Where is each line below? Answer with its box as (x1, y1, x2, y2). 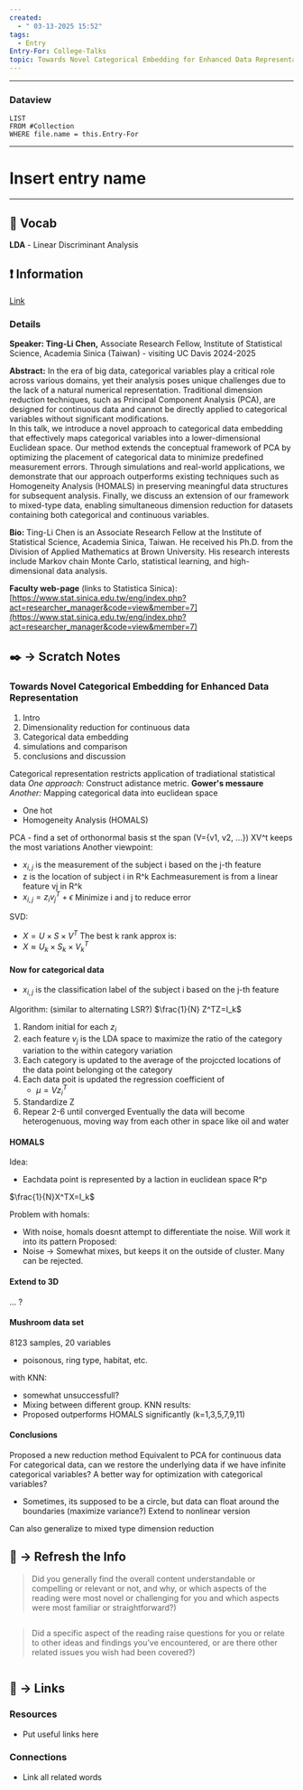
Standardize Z (22, 1097, 75, 1107)
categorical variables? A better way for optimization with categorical (9, 1469, 263, 1480)
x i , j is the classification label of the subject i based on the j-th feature (22, 984, 280, 997)
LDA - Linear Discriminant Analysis (9, 240, 139, 250)
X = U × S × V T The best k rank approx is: (22, 928, 178, 941)
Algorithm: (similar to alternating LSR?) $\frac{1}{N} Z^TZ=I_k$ (9, 1004, 242, 1015)
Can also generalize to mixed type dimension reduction (9, 1523, 215, 1534)
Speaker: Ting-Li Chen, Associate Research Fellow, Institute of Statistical (9, 338, 282, 349)
